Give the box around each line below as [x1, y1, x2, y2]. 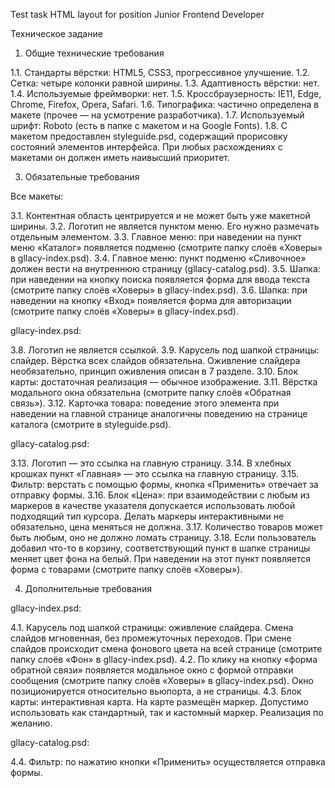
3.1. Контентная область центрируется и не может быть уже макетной [10, 210, 311, 221]
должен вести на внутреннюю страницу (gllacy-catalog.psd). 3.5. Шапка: [10, 263, 321, 274]
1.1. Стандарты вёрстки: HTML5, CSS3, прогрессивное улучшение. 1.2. [10, 67, 311, 78]
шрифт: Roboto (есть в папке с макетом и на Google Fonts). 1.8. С [10, 120, 288, 131]
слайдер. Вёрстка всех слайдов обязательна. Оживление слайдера [10, 355, 301, 366]
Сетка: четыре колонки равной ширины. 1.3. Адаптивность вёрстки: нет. [10, 77, 320, 89]
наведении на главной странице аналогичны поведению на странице [10, 408, 308, 419]
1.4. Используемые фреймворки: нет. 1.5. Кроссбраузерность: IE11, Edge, [10, 88, 322, 99]
